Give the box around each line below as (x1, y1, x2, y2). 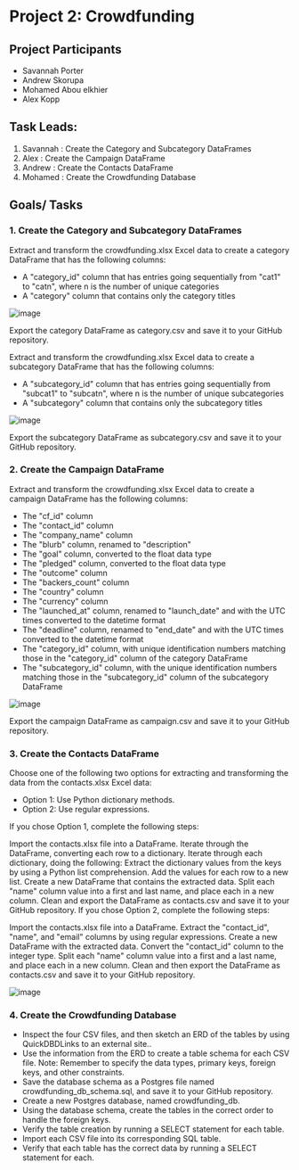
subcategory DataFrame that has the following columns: (9, 361, 215, 372)
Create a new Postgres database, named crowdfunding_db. (21, 1095, 240, 1107)
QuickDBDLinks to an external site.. (21, 1039, 152, 1050)
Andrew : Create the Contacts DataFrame (21, 162, 174, 173)
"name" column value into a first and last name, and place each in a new (9, 886, 274, 897)
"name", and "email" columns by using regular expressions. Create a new (9, 932, 278, 943)
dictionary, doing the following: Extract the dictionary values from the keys (9, 858, 282, 869)
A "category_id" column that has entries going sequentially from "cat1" (21, 271, 281, 282)
